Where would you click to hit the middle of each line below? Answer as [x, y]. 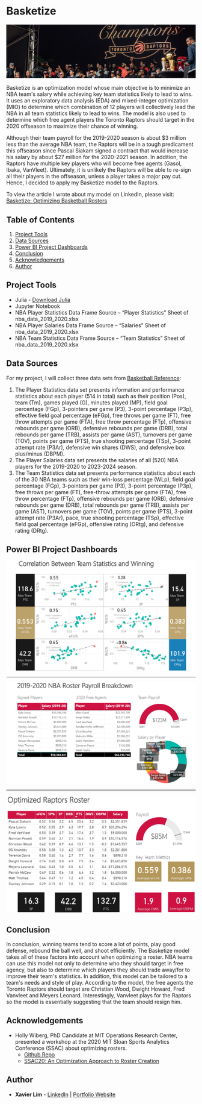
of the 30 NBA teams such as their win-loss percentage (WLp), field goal [105, 479]
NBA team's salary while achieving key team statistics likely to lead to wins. [99, 94]
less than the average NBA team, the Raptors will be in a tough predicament [100, 144]
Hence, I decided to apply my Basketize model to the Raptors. [83, 183]
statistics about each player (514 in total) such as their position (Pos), [100, 396]
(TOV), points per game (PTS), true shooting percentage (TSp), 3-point [103, 441]
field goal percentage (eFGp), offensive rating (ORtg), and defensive [99, 524]
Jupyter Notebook [37, 306]
